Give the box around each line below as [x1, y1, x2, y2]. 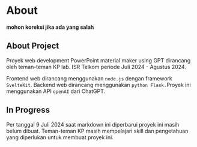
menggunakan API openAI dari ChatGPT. [6, 88, 106, 95]
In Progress [6, 105, 50, 115]
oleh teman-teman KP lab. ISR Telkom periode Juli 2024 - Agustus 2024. [6, 63, 186, 70]
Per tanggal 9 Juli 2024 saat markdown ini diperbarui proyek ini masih [6, 121, 180, 128]
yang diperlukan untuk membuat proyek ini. [6, 133, 114, 141]
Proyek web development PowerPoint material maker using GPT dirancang [6, 56, 191, 64]
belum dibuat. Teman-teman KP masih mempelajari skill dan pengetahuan [6, 127, 189, 134]
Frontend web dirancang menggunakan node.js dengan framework [6, 74, 172, 82]
